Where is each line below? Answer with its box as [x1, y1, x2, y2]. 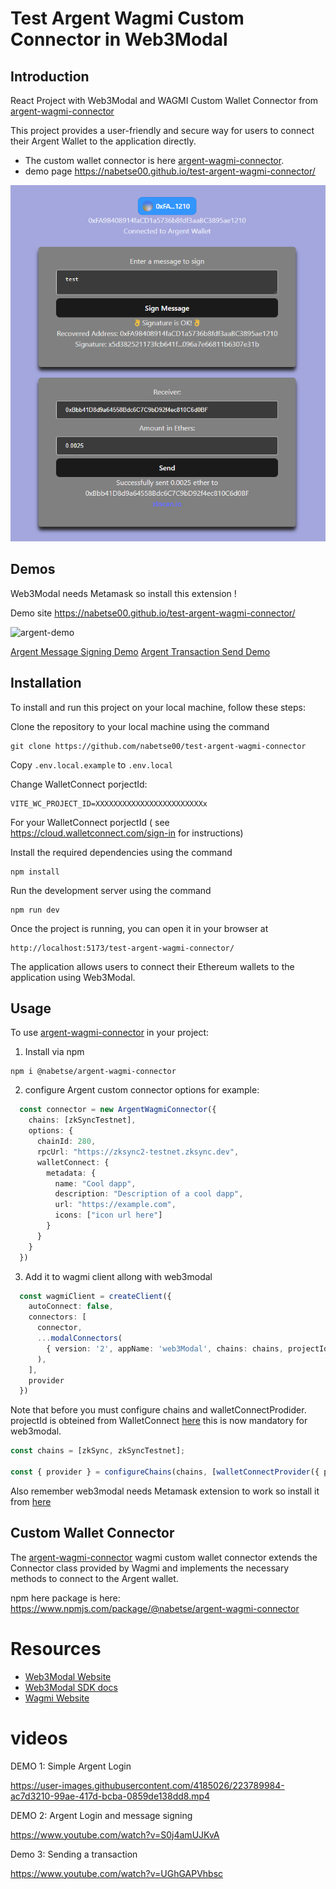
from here [10, 1495, 52, 1507]
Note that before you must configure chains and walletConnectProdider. [10, 1404, 307, 1416]
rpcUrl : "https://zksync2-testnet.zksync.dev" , [36, 1147, 240, 1157]
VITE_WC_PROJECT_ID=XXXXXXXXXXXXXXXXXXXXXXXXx [10, 798, 208, 809]
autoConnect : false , [28, 1302, 114, 1312]
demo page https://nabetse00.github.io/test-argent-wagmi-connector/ [24, 165, 316, 177]
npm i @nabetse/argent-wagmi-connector [10, 1067, 177, 1077]
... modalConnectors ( [36, 1333, 123, 1344]
